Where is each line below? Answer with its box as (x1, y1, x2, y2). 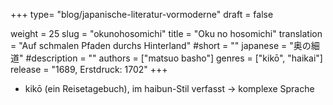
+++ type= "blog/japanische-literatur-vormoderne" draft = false (10, 9, 274, 20)
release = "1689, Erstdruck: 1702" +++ (10, 64, 168, 75)
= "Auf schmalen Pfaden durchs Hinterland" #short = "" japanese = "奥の (10, 40, 312, 51)
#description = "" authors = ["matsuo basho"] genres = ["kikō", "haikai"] (25, 52, 323, 64)
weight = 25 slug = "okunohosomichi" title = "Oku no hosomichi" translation (10, 28, 323, 39)
